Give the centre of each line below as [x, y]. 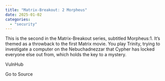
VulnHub [14, 64]
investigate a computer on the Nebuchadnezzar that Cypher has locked [80, 49]
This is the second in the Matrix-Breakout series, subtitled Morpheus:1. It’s [83, 38]
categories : [18, 19]
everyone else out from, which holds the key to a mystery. [66, 55]
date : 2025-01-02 [24, 15]
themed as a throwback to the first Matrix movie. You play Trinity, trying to [83, 44]
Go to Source [19, 74]
